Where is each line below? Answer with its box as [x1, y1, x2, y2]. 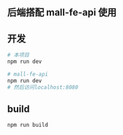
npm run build [7, 122, 49, 129]
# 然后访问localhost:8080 [7, 83, 79, 91]
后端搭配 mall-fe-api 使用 [7, 6, 117, 19]
